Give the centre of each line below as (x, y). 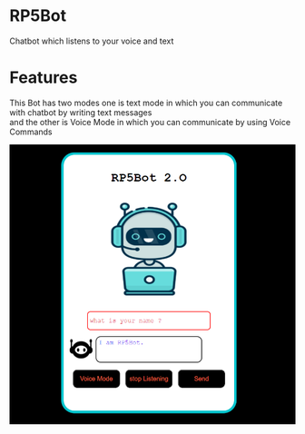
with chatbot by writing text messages (81, 112)
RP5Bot (38, 16)
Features (44, 78)
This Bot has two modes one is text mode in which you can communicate (146, 103)
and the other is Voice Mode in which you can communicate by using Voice (150, 122)
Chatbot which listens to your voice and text (92, 41)
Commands (31, 132)
